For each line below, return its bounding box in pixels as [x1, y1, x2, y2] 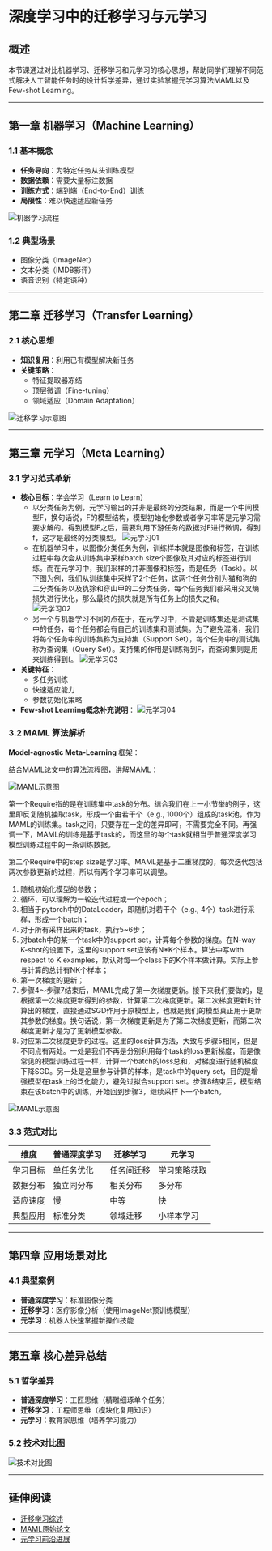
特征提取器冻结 [32, 375, 83, 385]
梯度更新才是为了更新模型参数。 [19, 1025, 127, 1035]
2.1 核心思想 [8, 335, 55, 347]
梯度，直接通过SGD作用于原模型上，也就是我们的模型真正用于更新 [41, 1005, 263, 1015]
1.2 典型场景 [8, 235, 56, 246]
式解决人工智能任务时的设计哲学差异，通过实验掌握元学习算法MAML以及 [8, 75, 250, 85]
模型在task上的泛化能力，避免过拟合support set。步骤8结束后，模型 [27, 1076, 255, 1086]
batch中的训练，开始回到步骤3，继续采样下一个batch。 [41, 1086, 227, 1096]
